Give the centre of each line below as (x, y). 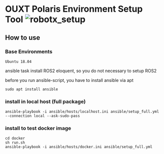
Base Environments (29, 51)
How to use (23, 38)
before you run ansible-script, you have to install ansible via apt (69, 80)
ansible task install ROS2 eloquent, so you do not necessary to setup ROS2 (81, 71)
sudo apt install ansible (31, 89)
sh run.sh (15, 143)
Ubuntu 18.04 (18, 62)
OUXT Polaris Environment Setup (74, 9)
